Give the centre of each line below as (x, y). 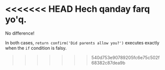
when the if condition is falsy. (36, 48)
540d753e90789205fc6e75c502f (126, 57)
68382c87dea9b (108, 63)
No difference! (20, 33)
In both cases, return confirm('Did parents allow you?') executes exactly (82, 42)
